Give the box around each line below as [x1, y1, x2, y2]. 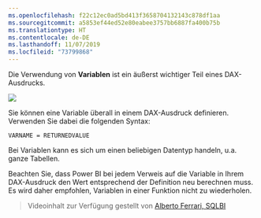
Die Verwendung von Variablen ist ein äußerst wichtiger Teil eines [8, 70, 223, 79]
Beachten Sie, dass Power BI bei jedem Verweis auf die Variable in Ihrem [8, 169, 244, 178]
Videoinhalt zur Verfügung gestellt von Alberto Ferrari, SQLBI [27, 201, 226, 210]
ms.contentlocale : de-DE [8, 33, 90, 42]
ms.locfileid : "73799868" [8, 48, 93, 56]
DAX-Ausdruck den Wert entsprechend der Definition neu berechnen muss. [8, 178, 254, 187]
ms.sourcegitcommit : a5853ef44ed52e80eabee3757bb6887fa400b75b [8, 19, 221, 27]
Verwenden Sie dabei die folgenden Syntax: [8, 116, 151, 126]
